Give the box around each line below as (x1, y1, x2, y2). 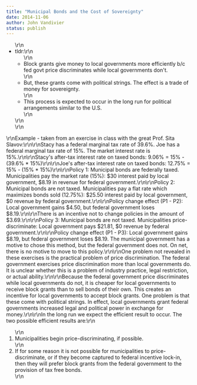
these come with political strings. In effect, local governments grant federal (6, 299, 189, 306)
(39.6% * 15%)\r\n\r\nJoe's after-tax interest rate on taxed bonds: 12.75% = (6, 160, 191, 167)
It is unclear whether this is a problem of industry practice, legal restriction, (6, 267, 189, 274)
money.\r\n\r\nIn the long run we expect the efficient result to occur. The (6, 311, 182, 318)
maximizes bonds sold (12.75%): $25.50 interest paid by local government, (6, 191, 188, 198)
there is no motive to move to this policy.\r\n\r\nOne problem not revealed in (6, 248, 191, 255)
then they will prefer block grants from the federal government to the (14, 360, 182, 367)
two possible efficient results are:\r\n (6, 317, 96, 325)
